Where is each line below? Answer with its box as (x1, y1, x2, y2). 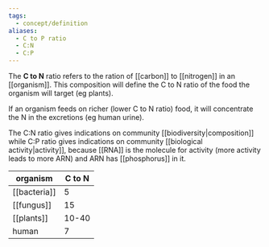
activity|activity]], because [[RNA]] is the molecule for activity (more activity (8, 146, 262, 154)
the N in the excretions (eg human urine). (8, 113, 145, 121)
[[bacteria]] (12, 187, 56, 197)
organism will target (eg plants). (8, 89, 114, 97)
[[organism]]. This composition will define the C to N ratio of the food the (8, 80, 250, 89)
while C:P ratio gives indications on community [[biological (8, 137, 203, 146)
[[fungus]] (12, 200, 52, 210)
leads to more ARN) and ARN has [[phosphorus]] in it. (8, 154, 187, 163)
